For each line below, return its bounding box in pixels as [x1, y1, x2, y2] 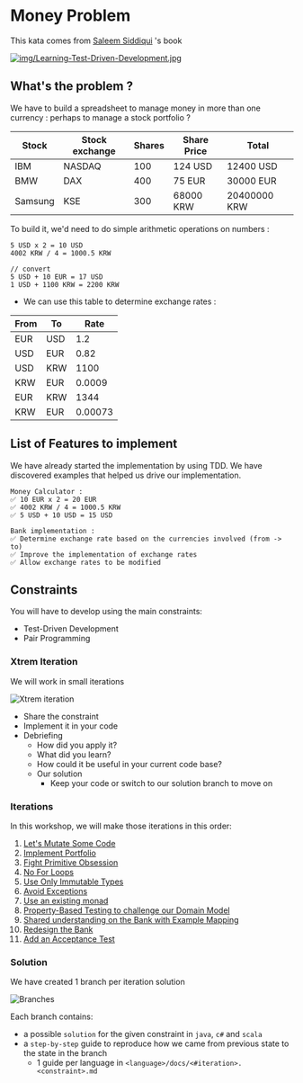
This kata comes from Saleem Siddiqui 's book [10, 35, 183, 46]
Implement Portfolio [22, 847, 97, 858]
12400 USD [227, 159, 278, 172]
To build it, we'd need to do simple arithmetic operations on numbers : [10, 223, 270, 234]
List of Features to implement [10, 436, 178, 452]
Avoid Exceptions [22, 885, 88, 896]
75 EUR [173, 175, 206, 187]
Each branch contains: [10, 1011, 94, 1022]
